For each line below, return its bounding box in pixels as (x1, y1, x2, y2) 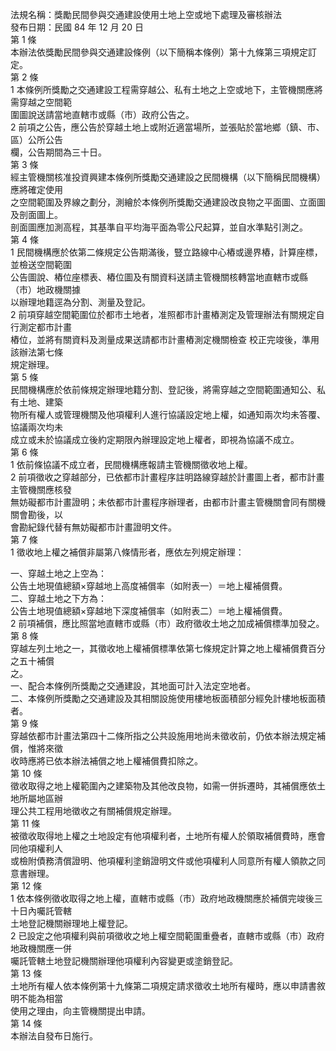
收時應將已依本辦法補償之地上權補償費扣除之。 (10, 755, 203, 767)
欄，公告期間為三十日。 (10, 146, 107, 158)
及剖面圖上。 (10, 209, 63, 220)
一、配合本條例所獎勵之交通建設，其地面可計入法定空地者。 (10, 680, 256, 692)
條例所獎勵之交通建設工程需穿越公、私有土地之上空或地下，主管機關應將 (24, 84, 323, 95)
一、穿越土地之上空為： (10, 568, 107, 579)
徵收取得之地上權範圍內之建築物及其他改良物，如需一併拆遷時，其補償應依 (10, 780, 317, 792)
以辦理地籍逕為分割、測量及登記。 (10, 296, 151, 308)
